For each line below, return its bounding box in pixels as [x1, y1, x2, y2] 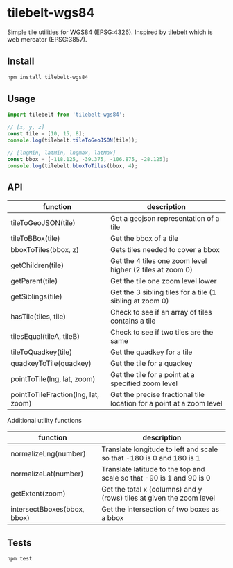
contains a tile [110, 316, 156, 326]
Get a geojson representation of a [110, 214, 220, 224]
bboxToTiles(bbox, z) [10, 245, 80, 255]
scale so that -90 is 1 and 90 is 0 [101, 474, 211, 483]
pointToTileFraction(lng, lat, [10, 390, 99, 400]
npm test [7, 556, 33, 562]
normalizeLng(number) [10, 449, 86, 459]
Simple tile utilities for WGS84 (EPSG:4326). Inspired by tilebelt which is [7, 28, 213, 36]
